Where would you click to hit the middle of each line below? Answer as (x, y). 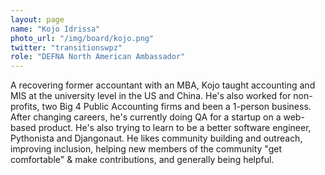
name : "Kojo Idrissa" (55, 29)
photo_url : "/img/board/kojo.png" (82, 38)
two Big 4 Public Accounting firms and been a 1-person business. (176, 107)
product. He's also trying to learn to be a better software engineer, (175, 128)
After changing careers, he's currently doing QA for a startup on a (146, 117)
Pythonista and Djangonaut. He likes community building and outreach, (156, 138)
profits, (25, 107)
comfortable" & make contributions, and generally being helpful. (142, 160)
